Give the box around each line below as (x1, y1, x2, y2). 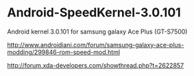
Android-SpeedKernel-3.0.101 (7, 5, 182, 21)
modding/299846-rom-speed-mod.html (7, 48, 121, 56)
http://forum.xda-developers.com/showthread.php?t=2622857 (7, 61, 184, 69)
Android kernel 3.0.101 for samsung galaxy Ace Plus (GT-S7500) (7, 27, 188, 36)
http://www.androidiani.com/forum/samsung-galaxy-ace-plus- (7, 40, 184, 49)
